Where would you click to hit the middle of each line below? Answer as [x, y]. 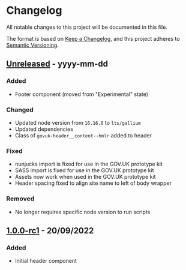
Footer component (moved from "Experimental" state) [82, 94]
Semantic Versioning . [32, 45]
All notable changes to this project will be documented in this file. [87, 27]
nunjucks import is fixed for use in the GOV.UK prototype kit [89, 164]
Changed [20, 110]
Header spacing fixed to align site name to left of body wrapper [93, 183]
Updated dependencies [44, 129]
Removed [20, 199]
